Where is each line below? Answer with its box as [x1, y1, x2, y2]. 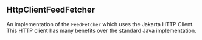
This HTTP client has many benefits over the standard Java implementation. [6, 27, 197, 34]
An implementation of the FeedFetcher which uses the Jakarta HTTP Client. [6, 20, 194, 27]
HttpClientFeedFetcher [6, 5, 96, 15]
